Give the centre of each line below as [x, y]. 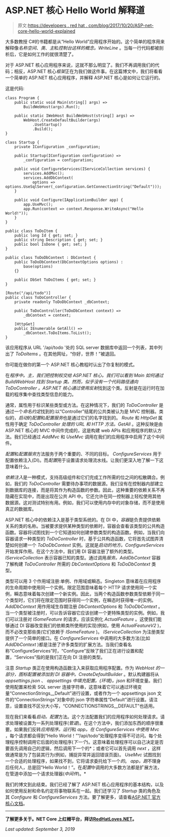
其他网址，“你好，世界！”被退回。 [83, 354]
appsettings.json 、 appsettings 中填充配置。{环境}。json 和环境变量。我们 [83, 680]
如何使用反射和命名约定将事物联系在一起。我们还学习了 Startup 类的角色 [81, 790]
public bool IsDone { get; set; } [51, 244]
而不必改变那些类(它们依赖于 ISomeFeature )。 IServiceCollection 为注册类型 [85, 632]
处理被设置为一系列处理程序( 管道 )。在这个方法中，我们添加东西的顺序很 [84, 723]
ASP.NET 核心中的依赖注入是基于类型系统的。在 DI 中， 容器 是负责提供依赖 [83, 519]
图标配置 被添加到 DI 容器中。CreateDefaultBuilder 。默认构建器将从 [89, 674]
